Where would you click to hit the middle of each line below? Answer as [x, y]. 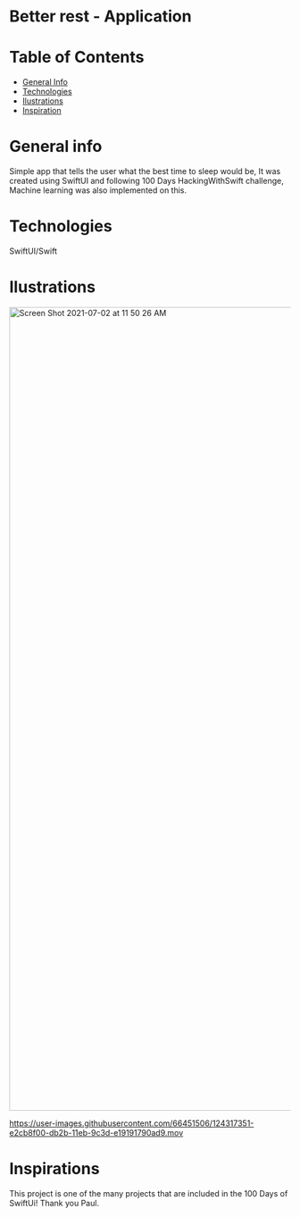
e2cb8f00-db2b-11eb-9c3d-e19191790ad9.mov [96, 1132]
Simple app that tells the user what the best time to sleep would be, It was [145, 171]
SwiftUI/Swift [33, 251]
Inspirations [54, 1169]
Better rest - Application [100, 17]
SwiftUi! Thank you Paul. [54, 1203]
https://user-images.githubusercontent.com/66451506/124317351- [132, 1123]
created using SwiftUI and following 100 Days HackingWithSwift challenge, [146, 181]
